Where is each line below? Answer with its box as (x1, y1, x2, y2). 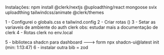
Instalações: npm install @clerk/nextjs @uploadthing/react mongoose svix (5, 4, 158, 10)
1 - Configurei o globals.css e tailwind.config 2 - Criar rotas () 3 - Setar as (5, 19, 156, 25)
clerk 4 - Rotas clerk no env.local (5, 30, 73, 35)
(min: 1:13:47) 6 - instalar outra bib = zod (5, 45, 88, 50)
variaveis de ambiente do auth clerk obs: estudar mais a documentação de (5, 24, 158, 30)
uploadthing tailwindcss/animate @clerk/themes (5, 9, 104, 15)
